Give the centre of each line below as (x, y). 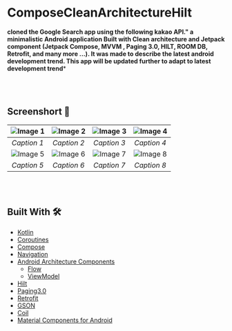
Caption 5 (28, 165)
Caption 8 (151, 165)
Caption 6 (68, 165)
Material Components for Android (65, 320)
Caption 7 (109, 165)
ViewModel (43, 276)
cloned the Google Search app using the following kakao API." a (100, 32)
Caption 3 (109, 143)
